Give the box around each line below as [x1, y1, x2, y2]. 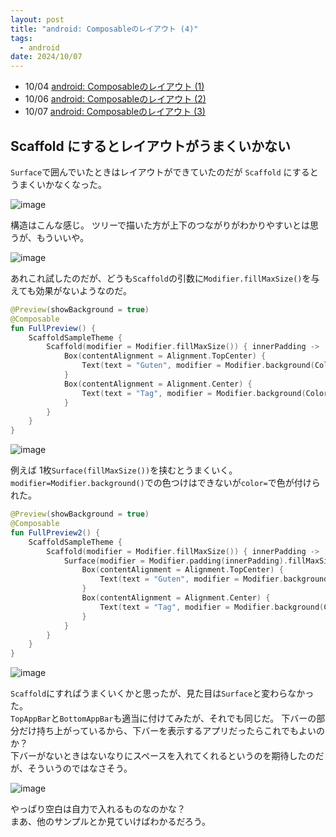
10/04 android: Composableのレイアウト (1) [24, 81, 205, 93]
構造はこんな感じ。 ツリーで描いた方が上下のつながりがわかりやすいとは [10, 219, 311, 231]
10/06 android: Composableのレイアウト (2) [24, 93, 207, 105]
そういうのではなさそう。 [27, 762, 133, 775]
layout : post [10, 14, 65, 25]
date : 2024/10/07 [10, 52, 83, 62]
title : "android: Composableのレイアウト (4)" [10, 24, 199, 34]
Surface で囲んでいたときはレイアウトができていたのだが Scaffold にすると [10, 166, 319, 178]
